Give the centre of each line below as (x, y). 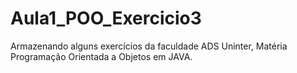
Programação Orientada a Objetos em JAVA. (101, 56)
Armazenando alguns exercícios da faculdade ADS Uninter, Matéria (149, 46)
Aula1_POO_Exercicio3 (106, 18)
